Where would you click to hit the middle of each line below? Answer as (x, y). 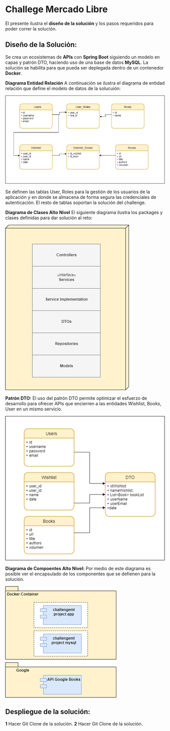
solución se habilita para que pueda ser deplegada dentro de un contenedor (84, 67)
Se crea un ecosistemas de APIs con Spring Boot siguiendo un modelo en (83, 57)
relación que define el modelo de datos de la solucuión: (63, 88)
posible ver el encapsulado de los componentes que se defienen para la (80, 574)
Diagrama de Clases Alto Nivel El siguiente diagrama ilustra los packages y (84, 212)
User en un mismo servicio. (34, 409)
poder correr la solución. (31, 28)
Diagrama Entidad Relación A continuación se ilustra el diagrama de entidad (85, 83)
